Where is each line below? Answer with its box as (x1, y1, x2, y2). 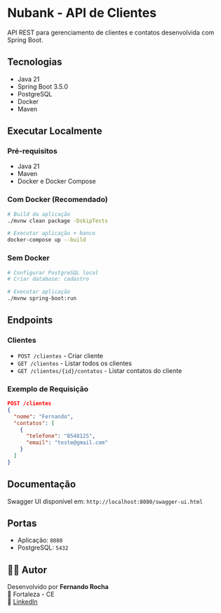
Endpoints (7, 315, 53, 327)
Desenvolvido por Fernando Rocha (7, 583, 109, 591)
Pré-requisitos (7, 146, 58, 156)
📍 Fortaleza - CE (7, 590, 55, 599)
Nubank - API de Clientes (7, 5, 156, 21)
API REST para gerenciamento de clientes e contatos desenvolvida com (7, 28, 215, 37)
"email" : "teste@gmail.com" (25, 439, 109, 446)
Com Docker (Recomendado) (7, 195, 108, 205)
